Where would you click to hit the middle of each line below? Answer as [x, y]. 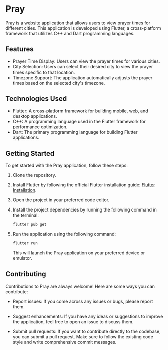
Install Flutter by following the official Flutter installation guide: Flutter [84, 185]
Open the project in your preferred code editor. [61, 200]
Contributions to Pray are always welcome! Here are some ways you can [80, 286]
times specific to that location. [44, 72]
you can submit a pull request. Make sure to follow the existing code [83, 337]
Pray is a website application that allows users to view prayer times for [78, 23]
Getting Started [30, 153]
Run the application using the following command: [64, 234]
